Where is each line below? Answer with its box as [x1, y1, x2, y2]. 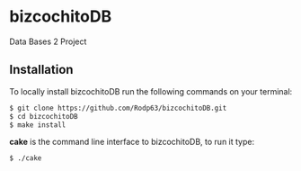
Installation [9, 62, 74, 77]
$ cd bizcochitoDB [9, 112, 78, 121]
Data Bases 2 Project [9, 36, 87, 47]
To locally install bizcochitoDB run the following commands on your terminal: [9, 85, 293, 96]
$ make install [9, 120, 66, 130]
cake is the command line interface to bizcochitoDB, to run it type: [9, 137, 254, 148]
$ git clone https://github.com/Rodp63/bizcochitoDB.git [9, 103, 227, 112]
